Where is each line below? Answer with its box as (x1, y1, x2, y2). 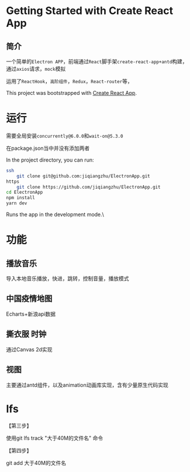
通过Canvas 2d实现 (6, 346, 53, 353)
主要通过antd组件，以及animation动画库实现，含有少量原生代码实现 (6, 381, 168, 388)
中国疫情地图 (6, 294, 53, 304)
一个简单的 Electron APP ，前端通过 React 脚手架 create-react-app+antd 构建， (6, 58, 188, 65)
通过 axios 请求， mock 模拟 (6, 66, 66, 72)
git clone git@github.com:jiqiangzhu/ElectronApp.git (16, 173, 150, 179)
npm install (6, 195, 35, 201)
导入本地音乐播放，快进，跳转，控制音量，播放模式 (6, 275, 129, 282)
